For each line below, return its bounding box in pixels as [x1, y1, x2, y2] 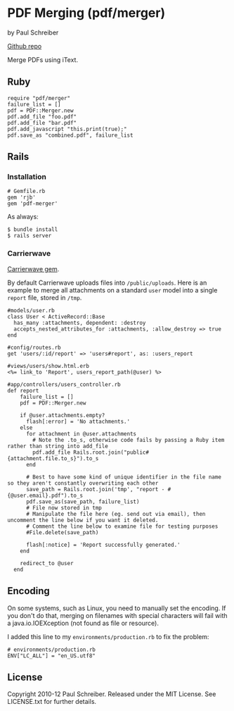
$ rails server [7, 233, 52, 240]
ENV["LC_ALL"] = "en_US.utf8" [7, 652, 96, 660]
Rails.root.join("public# [73, 449, 150, 456]
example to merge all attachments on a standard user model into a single [7, 285, 218, 294]
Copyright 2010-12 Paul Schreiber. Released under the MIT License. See [7, 690, 216, 698]
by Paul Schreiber [7, 28, 59, 37]
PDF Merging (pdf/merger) [7, 5, 166, 21]
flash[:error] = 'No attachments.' [25, 418, 131, 425]
